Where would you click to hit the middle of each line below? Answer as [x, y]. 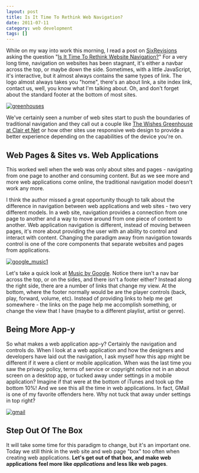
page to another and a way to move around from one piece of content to [94, 218]
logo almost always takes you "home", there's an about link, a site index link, [99, 82]
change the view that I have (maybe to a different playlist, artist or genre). [96, 311]
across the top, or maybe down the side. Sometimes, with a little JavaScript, [99, 69]
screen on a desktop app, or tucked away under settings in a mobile [89, 375]
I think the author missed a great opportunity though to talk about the [90, 200]
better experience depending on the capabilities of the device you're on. [94, 136]
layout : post [22, 12]
